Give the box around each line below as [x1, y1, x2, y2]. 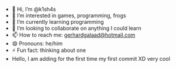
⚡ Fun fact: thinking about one [11, 47, 87, 54]
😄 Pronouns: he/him [11, 40, 63, 47]
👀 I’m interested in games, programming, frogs [11, 12, 126, 19]
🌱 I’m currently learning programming [11, 18, 104, 25]
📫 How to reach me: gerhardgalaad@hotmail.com [11, 32, 135, 38]
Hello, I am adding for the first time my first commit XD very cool [11, 55, 171, 62]
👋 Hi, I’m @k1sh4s [11, 6, 57, 13]
